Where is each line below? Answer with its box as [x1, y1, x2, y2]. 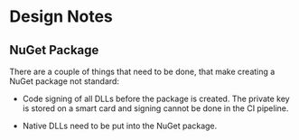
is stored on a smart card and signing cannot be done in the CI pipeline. [22, 103, 289, 114]
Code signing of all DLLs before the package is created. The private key [22, 93, 291, 104]
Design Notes [9, 6, 113, 27]
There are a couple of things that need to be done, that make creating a [9, 66, 276, 77]
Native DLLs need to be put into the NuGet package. [22, 120, 218, 131]
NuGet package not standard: [9, 76, 120, 87]
